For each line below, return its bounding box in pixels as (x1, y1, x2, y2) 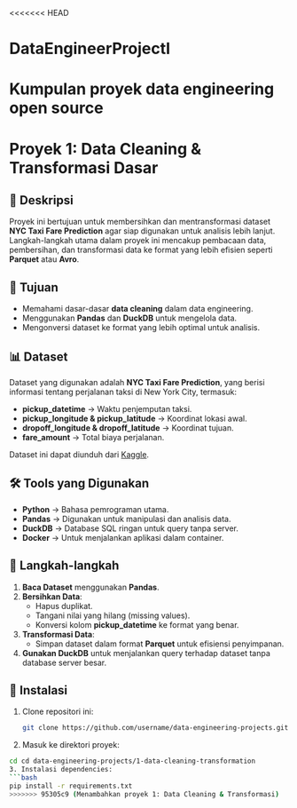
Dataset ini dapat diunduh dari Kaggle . (9, 449, 149, 460)
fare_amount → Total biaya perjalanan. (21, 432, 165, 442)
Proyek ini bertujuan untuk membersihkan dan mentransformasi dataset (9, 217, 271, 227)
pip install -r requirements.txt (9, 781, 133, 790)
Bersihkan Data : (21, 590, 82, 602)
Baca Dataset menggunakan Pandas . (21, 582, 160, 592)
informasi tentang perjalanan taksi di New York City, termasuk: (9, 386, 238, 397)
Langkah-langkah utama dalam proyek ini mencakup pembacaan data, (9, 235, 267, 246)
